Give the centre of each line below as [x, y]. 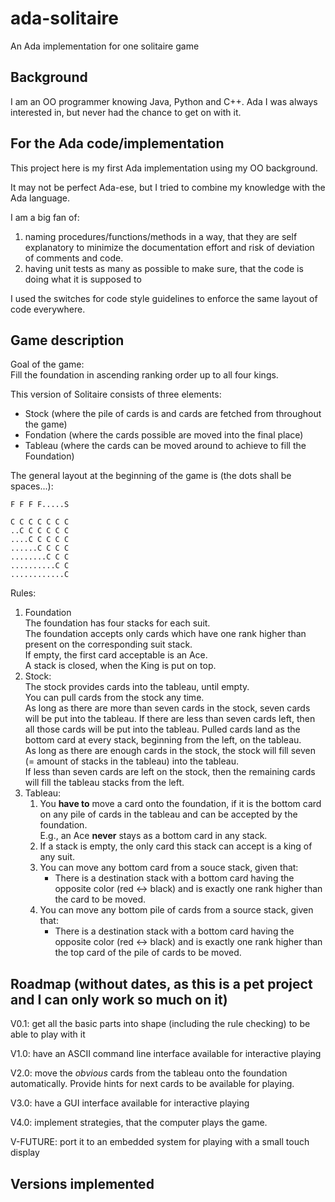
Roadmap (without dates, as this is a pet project [161, 983]
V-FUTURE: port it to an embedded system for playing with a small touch [160, 1142]
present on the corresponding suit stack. [108, 644]
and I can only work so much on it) [119, 999]
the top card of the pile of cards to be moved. [148, 953]
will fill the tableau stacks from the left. [104, 783]
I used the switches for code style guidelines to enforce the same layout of [164, 298]
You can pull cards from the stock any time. [114, 698]
